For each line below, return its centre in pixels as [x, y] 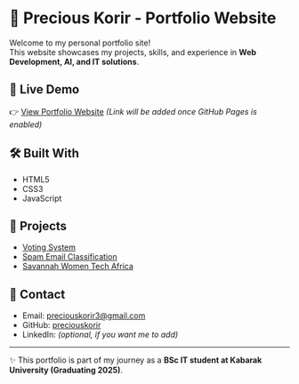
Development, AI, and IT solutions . [74, 61]
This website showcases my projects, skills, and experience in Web [133, 52]
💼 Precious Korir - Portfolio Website [143, 18]
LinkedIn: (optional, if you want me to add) [100, 335]
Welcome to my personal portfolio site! [80, 43]
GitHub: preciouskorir [61, 325]
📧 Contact [37, 294]
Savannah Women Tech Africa [77, 267]
